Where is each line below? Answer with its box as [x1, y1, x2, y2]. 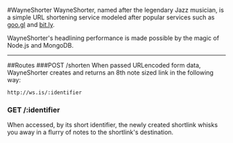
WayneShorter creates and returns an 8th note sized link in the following [7, 68, 214, 77]
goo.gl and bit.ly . [7, 21, 55, 28]
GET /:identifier [7, 105, 60, 115]
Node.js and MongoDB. [7, 41, 74, 49]
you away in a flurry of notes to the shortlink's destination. [7, 128, 174, 137]
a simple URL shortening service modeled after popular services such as [7, 13, 215, 21]
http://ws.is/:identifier [7, 89, 82, 96]
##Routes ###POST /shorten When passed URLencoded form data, [7, 61, 201, 69]
